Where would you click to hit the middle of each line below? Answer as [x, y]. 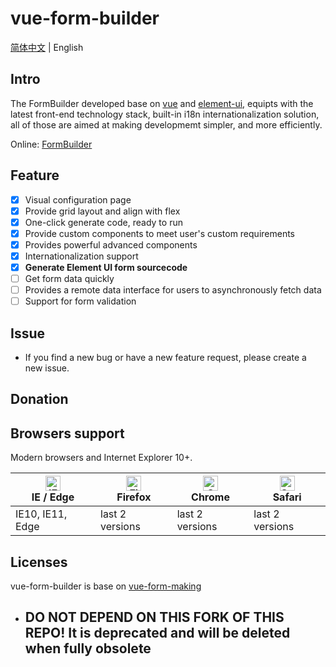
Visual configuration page [78, 199]
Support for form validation [80, 301]
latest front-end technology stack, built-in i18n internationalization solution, [165, 114]
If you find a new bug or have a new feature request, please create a [165, 357]
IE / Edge [53, 497]
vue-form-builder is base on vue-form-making [106, 586]
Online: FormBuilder [51, 144]
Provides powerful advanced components [111, 244]
